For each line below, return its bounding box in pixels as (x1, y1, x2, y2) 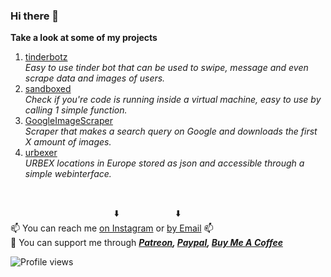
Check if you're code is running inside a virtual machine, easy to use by (24, 94, 322, 106)
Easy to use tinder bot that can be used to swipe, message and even (24, 62, 309, 74)
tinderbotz (24, 51, 68, 63)
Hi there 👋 (10, 9, 60, 23)
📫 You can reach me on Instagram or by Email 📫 (10, 222, 214, 234)
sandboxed (24, 83, 72, 95)
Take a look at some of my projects (10, 32, 158, 44)
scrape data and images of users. (24, 72, 166, 84)
